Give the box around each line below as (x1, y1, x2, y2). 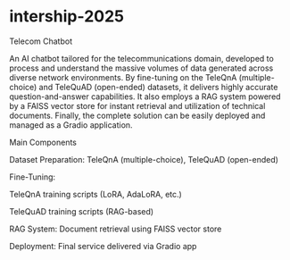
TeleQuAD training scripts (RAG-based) (9, 205, 154, 216)
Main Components (9, 137, 78, 147)
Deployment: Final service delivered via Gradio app (9, 240, 197, 251)
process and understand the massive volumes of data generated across (9, 63, 274, 73)
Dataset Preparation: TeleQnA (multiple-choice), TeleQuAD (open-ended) (9, 154, 279, 164)
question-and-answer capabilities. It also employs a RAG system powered (9, 91, 281, 102)
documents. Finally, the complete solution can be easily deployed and (9, 110, 266, 121)
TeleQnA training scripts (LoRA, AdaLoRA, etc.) (9, 189, 183, 199)
